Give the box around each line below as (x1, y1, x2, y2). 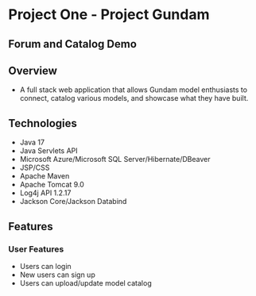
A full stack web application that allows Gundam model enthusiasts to (19, 85, 248, 94)
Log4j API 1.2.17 (19, 188, 72, 198)
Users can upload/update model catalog (19, 278, 153, 287)
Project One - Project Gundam (8, 6, 210, 24)
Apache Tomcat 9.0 (19, 180, 85, 190)
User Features (8, 244, 64, 255)
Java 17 (19, 137, 45, 148)
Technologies (8, 117, 78, 130)
